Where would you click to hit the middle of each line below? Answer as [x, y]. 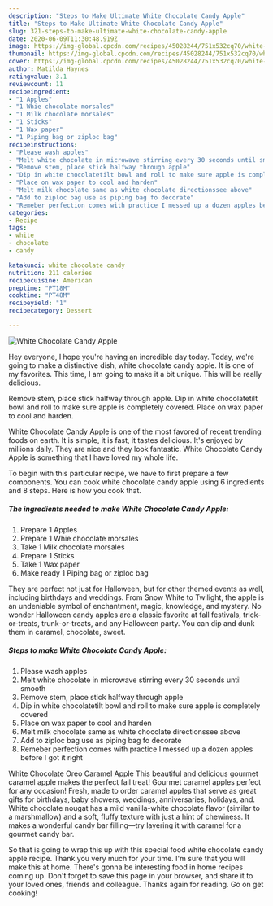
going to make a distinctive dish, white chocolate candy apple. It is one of [131, 365]
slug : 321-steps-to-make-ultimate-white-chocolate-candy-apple [118, 31]
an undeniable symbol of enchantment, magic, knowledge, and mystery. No [135, 606]
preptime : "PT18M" [39, 288]
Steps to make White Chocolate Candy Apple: [88, 650]
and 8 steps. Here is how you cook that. [75, 490]
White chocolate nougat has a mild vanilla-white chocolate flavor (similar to [134, 808]
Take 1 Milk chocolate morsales [72, 547]
